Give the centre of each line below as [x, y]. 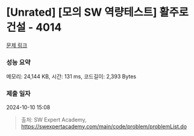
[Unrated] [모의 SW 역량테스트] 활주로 [97, 12]
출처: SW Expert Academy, [54, 119]
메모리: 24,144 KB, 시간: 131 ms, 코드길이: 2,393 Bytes [71, 76]
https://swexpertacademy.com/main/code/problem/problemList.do [104, 126]
